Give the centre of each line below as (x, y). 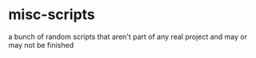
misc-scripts (52, 15)
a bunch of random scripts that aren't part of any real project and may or (128, 37)
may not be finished (41, 44)
